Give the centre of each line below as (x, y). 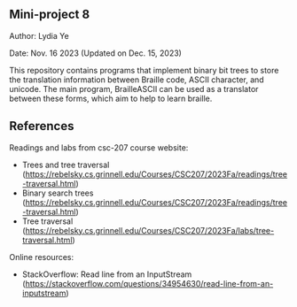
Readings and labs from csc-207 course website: (99, 147)
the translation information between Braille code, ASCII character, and (137, 80)
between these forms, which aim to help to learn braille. (111, 98)
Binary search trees (58, 193)
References (42, 126)
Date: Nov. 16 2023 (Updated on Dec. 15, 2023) (95, 53)
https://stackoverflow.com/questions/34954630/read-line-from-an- (149, 283)
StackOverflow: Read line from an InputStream (107, 274)
